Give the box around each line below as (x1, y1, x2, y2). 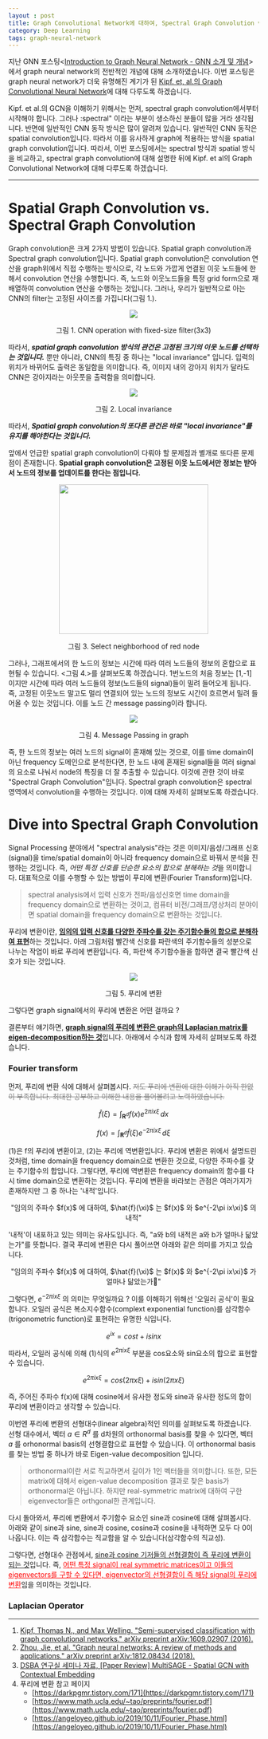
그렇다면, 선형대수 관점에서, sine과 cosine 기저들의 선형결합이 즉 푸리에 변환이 (8, 1549, 251, 1560)
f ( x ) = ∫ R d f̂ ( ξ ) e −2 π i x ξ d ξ (96, 1126, 171, 1139)
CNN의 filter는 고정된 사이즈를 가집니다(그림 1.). (8, 294, 157, 303)
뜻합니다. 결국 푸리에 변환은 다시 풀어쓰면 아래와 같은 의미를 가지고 (33, 1240, 239, 1249)
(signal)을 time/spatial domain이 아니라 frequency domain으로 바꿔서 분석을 (8, 853, 251, 862)
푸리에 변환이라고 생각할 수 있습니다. (8, 1402, 121, 1411)
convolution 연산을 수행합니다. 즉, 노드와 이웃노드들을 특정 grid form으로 (22, 274, 251, 283)
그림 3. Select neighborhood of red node (67, 641, 200, 651)
